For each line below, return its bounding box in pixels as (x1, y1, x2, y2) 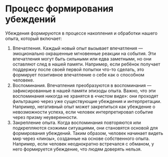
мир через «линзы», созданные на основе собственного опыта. (12, 135, 150, 141)
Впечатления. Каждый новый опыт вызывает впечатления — (12, 45, 143, 51)
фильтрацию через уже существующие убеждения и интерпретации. (12, 98, 161, 104)
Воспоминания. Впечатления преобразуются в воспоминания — (12, 82, 152, 88)
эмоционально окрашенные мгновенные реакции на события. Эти (12, 50, 156, 56)
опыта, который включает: (5, 35, 62, 41)
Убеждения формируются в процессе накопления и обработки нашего (5, 30, 158, 36)
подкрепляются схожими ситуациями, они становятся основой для (12, 124, 158, 130)
